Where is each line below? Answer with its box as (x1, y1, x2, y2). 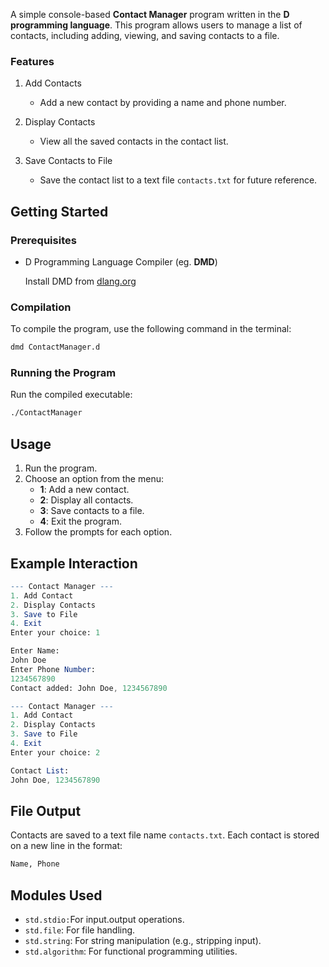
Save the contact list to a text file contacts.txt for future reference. (39, 174, 318, 186)
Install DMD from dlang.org (24, 275, 137, 287)
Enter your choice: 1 (10, 628, 101, 638)
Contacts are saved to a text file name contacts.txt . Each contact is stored (10, 829, 320, 841)
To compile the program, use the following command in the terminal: (10, 323, 292, 335)
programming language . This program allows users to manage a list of (10, 19, 303, 31)
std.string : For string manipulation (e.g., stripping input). (24, 935, 262, 947)
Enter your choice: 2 (10, 747, 101, 758)
